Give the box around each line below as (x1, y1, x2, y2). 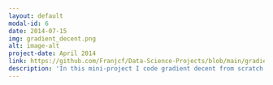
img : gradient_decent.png (8, 34, 96, 43)
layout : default (8, 11, 63, 20)
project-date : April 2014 (8, 49, 96, 57)
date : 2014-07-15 (8, 27, 67, 35)
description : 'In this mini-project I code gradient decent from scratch (8, 65, 264, 73)
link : (8, 57, 27, 66)
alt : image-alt (8, 42, 60, 50)
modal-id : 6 (8, 19, 49, 28)
